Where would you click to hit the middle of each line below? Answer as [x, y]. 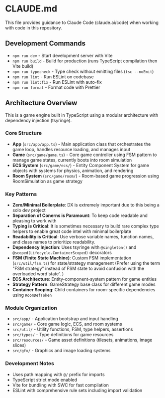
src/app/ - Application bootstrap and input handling [65, 319]
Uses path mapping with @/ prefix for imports [59, 374]
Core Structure [24, 133]
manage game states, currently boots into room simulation [72, 160]
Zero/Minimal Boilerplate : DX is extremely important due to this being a [86, 205]
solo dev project [29, 210]
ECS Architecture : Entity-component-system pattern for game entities [84, 279]
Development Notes [30, 364]
